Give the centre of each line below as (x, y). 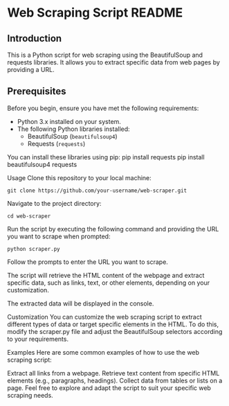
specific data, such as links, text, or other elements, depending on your (108, 283)
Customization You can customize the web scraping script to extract (104, 317)
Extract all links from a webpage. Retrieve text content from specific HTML (113, 373)
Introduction (35, 38)
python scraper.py (34, 249)
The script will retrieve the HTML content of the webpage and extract (106, 275)
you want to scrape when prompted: (59, 236)
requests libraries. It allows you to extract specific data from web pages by (113, 62)
